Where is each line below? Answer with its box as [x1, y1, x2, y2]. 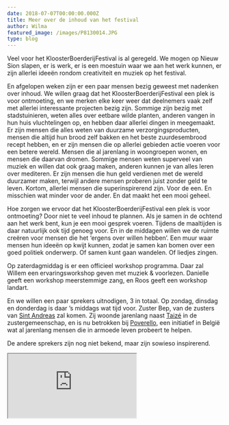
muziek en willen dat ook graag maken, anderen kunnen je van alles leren [7, 162, 214, 171]
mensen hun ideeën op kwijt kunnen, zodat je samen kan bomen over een [7, 241, 215, 250]
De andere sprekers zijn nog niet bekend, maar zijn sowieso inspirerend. [7, 339, 211, 348]
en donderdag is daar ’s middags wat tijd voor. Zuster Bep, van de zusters [7, 304, 215, 313]
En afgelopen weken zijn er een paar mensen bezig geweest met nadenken [7, 82, 219, 90]
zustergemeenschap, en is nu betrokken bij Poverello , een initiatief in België [7, 319, 220, 327]
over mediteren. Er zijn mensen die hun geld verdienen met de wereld [7, 169, 203, 178]
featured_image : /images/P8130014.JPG [7, 29, 118, 36]
